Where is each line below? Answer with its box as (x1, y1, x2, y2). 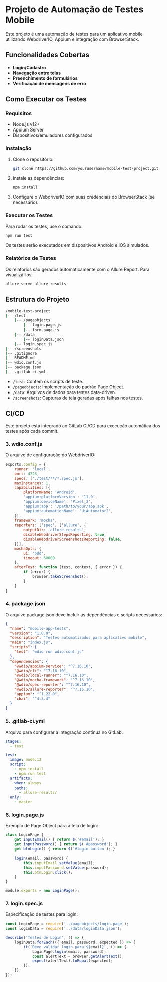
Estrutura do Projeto (5, 295, 70, 304)
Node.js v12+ (12, 121, 40, 127)
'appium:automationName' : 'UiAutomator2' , (23, 508, 113, 513)
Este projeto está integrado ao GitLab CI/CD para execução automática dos (5, 422, 160, 429)
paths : (14, 785, 28, 791)
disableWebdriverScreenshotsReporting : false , (23, 537, 122, 542)
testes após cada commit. (5, 428, 59, 434)
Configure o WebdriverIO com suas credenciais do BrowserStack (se (12, 194, 155, 200)
